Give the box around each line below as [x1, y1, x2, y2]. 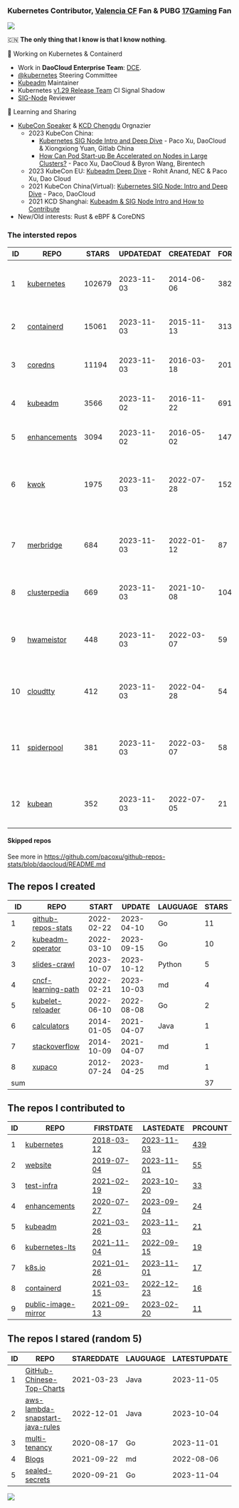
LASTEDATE [142, 1123, 185, 1133]
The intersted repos [7, 231, 78, 241]
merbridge [27, 540, 63, 550]
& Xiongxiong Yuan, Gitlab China [38, 144, 134, 153]
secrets [25, 1474, 51, 1484]
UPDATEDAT [118, 248, 162, 258]
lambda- [25, 1405, 55, 1415]
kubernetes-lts [25, 1243, 76, 1253]
